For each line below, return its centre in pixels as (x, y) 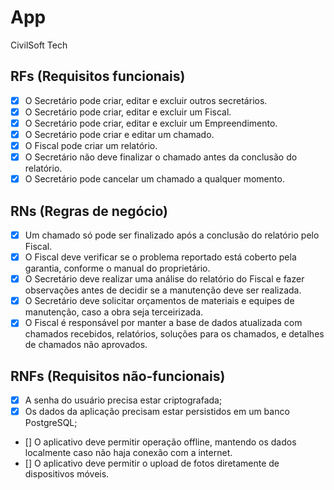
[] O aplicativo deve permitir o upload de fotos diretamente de (152, 463)
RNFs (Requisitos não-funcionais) (118, 376)
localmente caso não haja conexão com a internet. (128, 453)
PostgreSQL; (51, 423)
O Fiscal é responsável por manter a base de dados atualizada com (163, 323)
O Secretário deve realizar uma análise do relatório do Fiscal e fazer (164, 279)
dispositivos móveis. (67, 474)
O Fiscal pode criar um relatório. (91, 145)
